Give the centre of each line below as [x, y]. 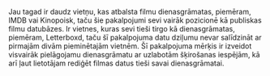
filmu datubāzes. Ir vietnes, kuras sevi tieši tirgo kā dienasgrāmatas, [122, 29]
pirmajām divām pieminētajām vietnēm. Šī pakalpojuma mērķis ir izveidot [130, 46]
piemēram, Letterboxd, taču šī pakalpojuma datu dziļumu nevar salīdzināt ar [135, 37]
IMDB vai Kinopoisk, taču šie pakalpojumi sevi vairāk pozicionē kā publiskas [135, 20]
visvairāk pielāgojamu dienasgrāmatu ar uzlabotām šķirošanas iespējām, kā [135, 55]
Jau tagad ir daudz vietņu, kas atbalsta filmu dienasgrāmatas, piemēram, [130, 12]
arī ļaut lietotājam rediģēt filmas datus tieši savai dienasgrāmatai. [116, 63]
